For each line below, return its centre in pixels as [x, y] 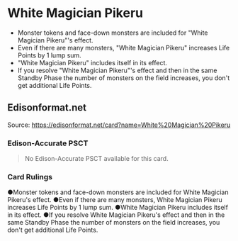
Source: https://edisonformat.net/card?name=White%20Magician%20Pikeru [119, 125]
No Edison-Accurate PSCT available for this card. [96, 159]
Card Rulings [30, 176]
